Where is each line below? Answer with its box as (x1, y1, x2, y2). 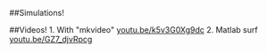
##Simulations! (9, 8, 64, 18)
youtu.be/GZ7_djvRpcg (9, 34, 93, 44)
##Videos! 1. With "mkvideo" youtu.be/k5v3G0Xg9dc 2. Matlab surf (9, 25, 258, 34)
